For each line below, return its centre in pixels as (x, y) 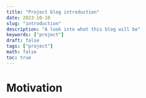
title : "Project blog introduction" (53, 12)
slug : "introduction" (34, 23)
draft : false (23, 40)
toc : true (19, 58)
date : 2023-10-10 (28, 18)
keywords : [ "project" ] (35, 35)
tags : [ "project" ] (30, 47)
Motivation (35, 88)
